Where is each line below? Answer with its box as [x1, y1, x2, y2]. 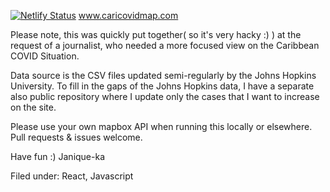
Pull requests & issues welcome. [10, 131, 143, 143]
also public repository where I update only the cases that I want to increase [10, 91, 320, 102]
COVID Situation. [10, 50, 80, 62]
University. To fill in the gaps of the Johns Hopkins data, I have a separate [10, 80, 315, 92]
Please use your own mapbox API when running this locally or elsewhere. [10, 121, 313, 132]
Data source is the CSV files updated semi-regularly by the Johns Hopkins [10, 70, 317, 81]
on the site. [10, 101, 57, 113]
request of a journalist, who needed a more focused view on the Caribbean [10, 40, 320, 51]
